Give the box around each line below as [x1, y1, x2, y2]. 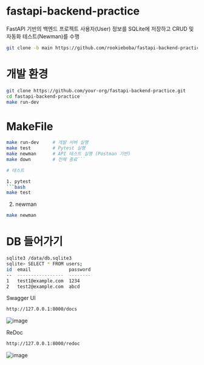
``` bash [6, 184, 26, 190]
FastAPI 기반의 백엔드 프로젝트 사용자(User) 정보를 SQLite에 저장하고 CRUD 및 [6, 25, 194, 32]
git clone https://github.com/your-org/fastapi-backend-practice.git [6, 87, 186, 94]
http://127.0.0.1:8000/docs [6, 306, 78, 312]
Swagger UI [6, 295, 36, 302]
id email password [6, 266, 91, 273]
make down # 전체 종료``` [6, 156, 86, 162]
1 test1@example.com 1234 [6, 278, 80, 284]
